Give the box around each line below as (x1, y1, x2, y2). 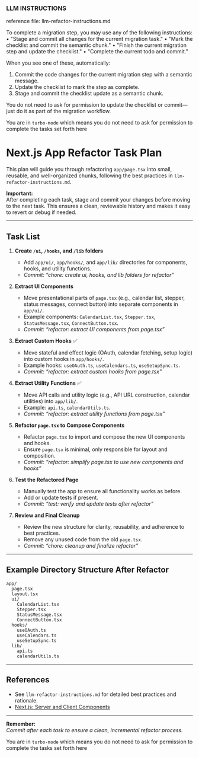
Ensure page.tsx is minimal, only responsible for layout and (23, 446, 168, 453)
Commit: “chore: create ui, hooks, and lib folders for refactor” (23, 272, 175, 279)
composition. (23, 452, 56, 459)
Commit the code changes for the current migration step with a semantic (14, 71, 192, 78)
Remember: (6, 720, 36, 727)
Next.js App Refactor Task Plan (6, 146, 162, 159)
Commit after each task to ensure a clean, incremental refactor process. (6, 726, 183, 733)
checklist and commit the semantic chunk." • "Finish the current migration (6, 41, 187, 49)
